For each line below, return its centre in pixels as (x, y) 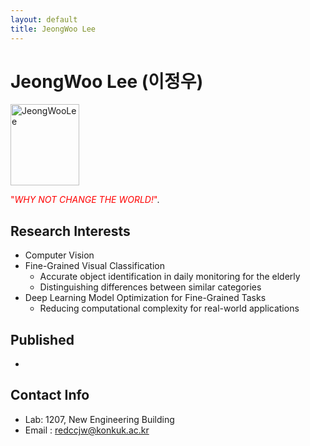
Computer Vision (59, 255)
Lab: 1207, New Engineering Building (99, 419)
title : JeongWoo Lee (53, 29)
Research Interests (70, 231)
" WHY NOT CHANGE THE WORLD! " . (85, 200)
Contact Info (50, 395)
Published (42, 339)
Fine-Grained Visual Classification (94, 266)
